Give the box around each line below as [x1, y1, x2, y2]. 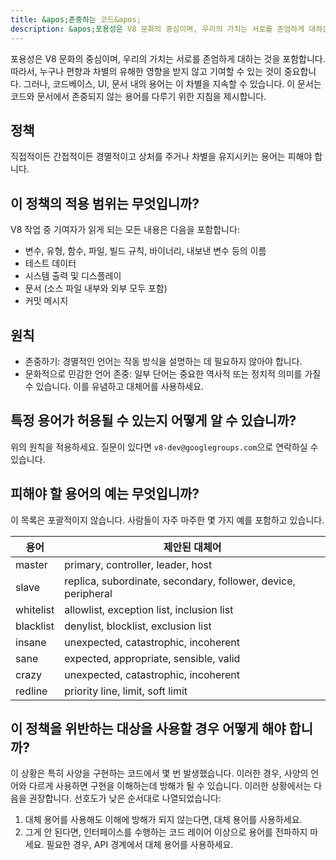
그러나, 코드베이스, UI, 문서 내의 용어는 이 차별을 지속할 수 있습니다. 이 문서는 [23, 77, 322, 90]
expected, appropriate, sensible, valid [64, 651, 241, 665]
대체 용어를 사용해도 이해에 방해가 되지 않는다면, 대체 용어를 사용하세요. [24, 814, 303, 826]
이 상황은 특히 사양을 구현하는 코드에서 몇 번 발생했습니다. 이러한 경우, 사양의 [10, 767, 309, 780]
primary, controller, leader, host [64, 557, 213, 571]
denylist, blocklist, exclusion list [64, 619, 212, 633]
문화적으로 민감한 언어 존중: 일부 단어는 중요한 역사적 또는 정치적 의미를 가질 [24, 367, 322, 380]
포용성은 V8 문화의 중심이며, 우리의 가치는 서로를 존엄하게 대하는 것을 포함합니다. [10, 52, 326, 65]
